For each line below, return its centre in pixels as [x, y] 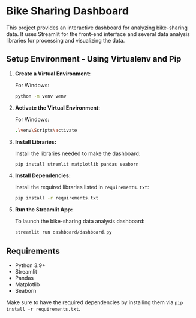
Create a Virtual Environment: [53, 74]
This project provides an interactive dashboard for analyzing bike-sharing [97, 28]
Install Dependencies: [43, 175]
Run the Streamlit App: [44, 210]
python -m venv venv [40, 96]
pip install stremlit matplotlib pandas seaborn [77, 164]
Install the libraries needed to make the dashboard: [78, 153]
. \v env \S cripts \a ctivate [46, 130]
